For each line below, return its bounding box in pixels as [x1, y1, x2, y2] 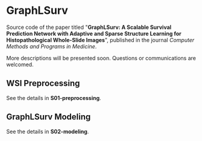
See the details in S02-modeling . [6, 128, 89, 135]
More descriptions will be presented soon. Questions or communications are [6, 54, 196, 61]
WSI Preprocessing [6, 78, 80, 89]
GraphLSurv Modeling [6, 112, 91, 122]
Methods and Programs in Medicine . [6, 43, 97, 50]
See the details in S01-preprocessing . [6, 94, 101, 101]
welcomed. [6, 61, 34, 68]
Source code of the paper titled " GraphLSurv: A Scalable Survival [6, 23, 172, 31]
